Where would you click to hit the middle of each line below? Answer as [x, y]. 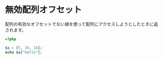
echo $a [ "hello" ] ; [24, 52]
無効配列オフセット [44, 10]
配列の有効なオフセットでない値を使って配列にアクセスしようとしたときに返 [81, 24]
